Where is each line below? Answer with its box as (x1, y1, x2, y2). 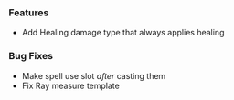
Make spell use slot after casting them (21, 70, 166, 81)
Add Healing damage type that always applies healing (21, 27, 225, 38)
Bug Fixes (8, 50, 54, 63)
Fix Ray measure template (21, 80, 120, 91)
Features (8, 6, 49, 19)
